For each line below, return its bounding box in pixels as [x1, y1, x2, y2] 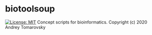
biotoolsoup [5, 3, 55, 14]
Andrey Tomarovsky [5, 24, 46, 30]
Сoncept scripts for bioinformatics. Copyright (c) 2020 [37, 19, 148, 25]
